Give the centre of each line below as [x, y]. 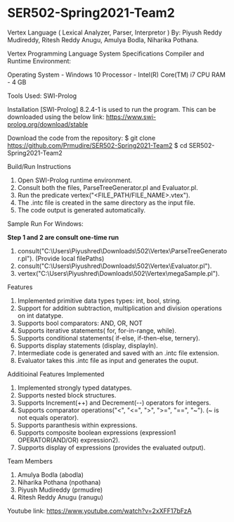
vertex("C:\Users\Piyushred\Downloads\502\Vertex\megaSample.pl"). [118, 273]
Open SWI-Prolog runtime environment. [74, 180]
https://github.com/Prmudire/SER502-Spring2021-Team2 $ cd [97, 145]
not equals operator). [48, 417]
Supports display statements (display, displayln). [87, 345]
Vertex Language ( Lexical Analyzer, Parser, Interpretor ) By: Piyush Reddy [115, 32]
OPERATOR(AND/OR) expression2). [69, 440]
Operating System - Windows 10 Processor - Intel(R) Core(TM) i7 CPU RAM [117, 75]
